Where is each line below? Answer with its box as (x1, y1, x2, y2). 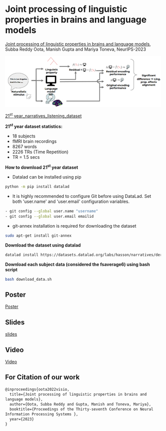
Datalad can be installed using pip (12, 174, 82, 180)
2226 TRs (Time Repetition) (12, 149, 69, 155)
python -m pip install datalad (5, 185, 70, 189)
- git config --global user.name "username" (5, 209, 98, 214)
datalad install (5, 252, 39, 257)
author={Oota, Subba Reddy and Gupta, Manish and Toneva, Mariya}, (9, 402, 152, 407)
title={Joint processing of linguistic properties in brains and (9, 392, 147, 397)
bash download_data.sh (5, 277, 52, 282)
